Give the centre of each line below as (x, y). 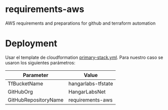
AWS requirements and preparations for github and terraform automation (80, 23)
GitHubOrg (20, 91)
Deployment (31, 43)
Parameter (36, 75)
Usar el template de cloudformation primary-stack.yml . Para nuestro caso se (84, 57)
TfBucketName (26, 83)
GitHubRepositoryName (36, 100)
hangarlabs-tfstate (91, 83)
